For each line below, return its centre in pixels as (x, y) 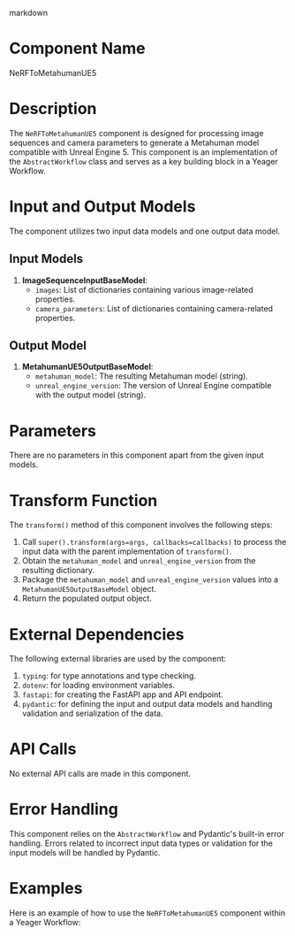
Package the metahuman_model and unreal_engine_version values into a (150, 579)
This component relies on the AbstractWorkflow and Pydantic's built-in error (147, 834)
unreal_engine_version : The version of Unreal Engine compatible (153, 386)
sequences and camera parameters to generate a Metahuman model (134, 142)
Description (53, 109)
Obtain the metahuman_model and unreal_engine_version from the (139, 561)
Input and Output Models (102, 207)
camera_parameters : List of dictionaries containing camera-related (154, 308)
